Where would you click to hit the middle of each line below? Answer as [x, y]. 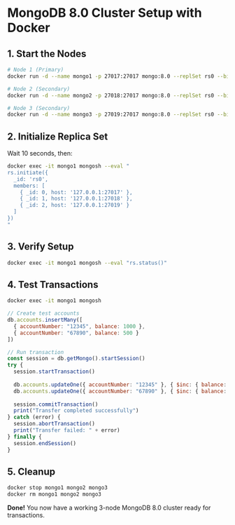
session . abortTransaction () [55, 424]
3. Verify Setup [41, 247]
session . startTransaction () [55, 372]
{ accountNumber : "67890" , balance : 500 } [76, 333]
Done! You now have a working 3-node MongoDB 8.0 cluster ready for [109, 508]
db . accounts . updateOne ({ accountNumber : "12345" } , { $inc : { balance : [120, 384]
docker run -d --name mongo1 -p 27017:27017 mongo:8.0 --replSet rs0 [111, 76]
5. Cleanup [31, 471]
